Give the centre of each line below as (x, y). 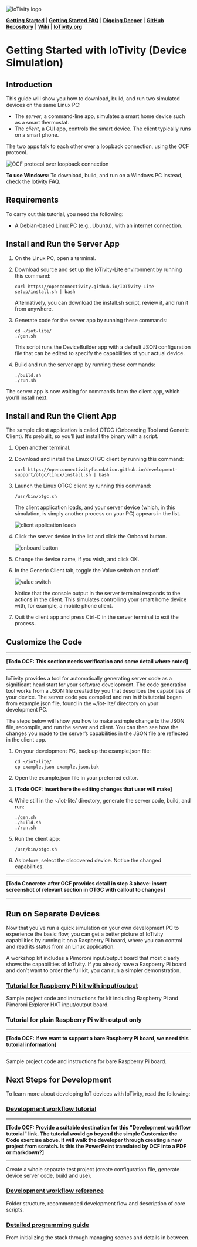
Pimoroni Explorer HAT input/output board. (58, 1005)
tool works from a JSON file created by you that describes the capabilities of (98, 691)
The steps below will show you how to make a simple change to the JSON (95, 721)
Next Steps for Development (59, 1080)
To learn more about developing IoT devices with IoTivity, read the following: (98, 1094)
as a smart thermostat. (42, 122)
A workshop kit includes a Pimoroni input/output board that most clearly (93, 958)
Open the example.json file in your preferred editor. (76, 778)
